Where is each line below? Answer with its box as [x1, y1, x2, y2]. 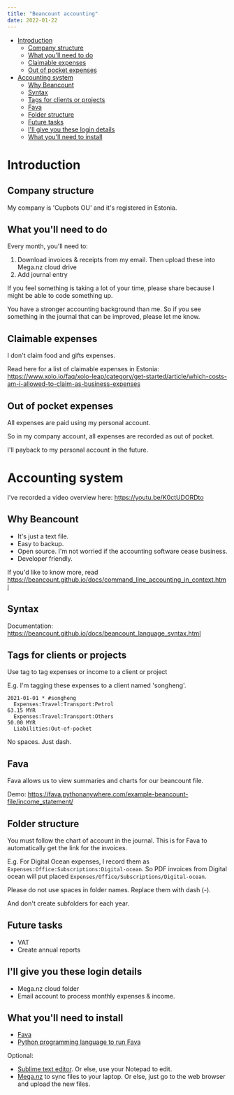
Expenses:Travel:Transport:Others [13, 713, 114, 720]
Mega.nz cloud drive [17, 263, 77, 271]
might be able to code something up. [7, 292, 113, 300]
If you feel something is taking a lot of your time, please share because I [7, 284, 214, 292]
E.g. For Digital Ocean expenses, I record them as [7, 857, 150, 866]
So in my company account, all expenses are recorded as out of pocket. [7, 431, 214, 441]
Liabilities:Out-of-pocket [13, 725, 92, 733]
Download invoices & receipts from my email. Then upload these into [17, 256, 215, 264]
